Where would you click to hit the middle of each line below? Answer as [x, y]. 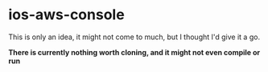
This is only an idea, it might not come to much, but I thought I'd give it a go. [134, 37]
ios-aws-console [66, 15]
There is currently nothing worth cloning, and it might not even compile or [134, 52]
